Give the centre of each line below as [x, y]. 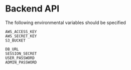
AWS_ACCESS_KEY [21, 31]
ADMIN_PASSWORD [21, 62]
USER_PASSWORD [20, 58]
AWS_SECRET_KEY [21, 36]
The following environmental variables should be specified [66, 22]
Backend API [32, 9]
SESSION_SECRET [21, 53]
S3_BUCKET [16, 40]
